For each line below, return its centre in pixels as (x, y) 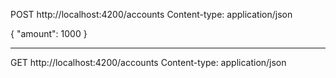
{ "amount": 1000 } (49, 33)
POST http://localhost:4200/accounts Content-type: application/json (151, 14)
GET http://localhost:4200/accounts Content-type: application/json (148, 62)
